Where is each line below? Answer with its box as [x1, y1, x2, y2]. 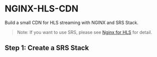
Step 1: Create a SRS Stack [5, 43, 89, 52]
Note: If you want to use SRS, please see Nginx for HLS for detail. [17, 29, 152, 35]
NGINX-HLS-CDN [5, 3, 79, 14]
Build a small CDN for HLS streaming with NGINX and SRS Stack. [5, 19, 139, 25]
